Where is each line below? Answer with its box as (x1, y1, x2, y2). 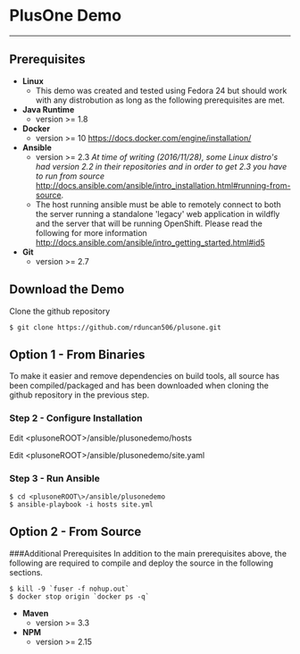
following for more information (35, 227, 147, 238)
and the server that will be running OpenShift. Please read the (35, 218, 263, 229)
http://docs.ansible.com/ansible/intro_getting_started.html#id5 (35, 237, 265, 247)
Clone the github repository (9, 306, 111, 316)
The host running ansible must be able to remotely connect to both (35, 198, 281, 210)
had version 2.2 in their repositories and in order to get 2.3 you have (35, 161, 287, 172)
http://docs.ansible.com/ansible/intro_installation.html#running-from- (35, 180, 291, 190)
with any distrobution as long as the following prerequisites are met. (35, 95, 286, 105)
